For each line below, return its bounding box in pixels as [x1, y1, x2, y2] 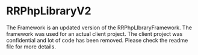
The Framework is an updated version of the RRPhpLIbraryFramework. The [6, 24, 193, 31]
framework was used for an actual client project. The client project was [6, 30, 183, 37]
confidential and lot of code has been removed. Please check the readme [6, 36, 188, 44]
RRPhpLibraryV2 [6, 4, 91, 18]
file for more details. [6, 43, 56, 50]
